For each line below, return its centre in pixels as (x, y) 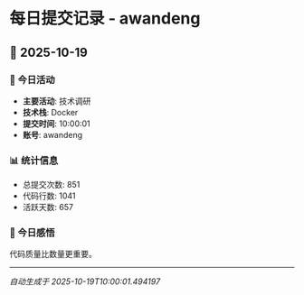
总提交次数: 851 (51, 185)
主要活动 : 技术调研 (57, 101)
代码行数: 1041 (49, 196)
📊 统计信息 (34, 161)
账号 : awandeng (52, 134)
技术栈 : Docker (50, 112)
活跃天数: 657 (48, 207)
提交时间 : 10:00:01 (56, 124)
